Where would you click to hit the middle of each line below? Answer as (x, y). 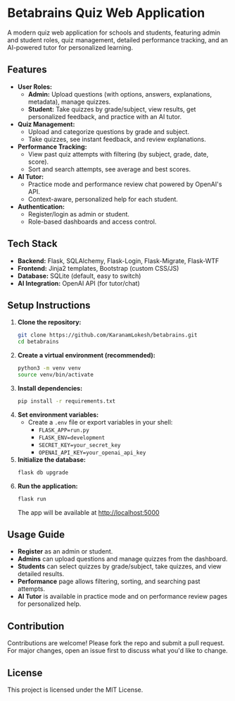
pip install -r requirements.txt (66, 401)
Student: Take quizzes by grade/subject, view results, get (112, 109)
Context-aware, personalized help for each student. (103, 199)
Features (27, 69)
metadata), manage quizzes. (69, 102)
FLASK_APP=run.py (64, 430)
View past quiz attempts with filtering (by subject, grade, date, (118, 154)
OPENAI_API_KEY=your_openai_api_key (92, 453)
